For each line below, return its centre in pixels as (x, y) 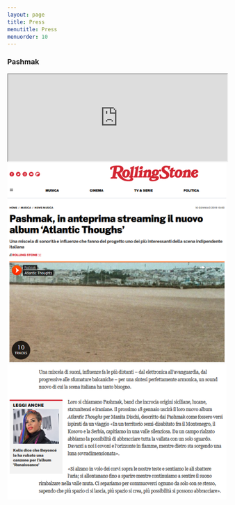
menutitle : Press (32, 29)
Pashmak (23, 62)
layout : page (26, 15)
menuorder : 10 (28, 37)
